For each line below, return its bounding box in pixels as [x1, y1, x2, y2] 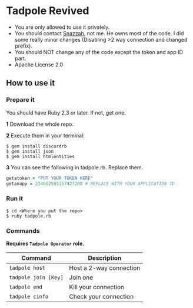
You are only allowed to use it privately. [14, 24, 110, 31]
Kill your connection [69, 283, 125, 291]
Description [88, 254, 122, 262]
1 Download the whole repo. [6, 120, 74, 128]
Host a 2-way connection [69, 263, 141, 272]
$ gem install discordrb [6, 143, 67, 149]
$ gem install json [6, 148, 54, 154]
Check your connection [69, 292, 134, 300]
